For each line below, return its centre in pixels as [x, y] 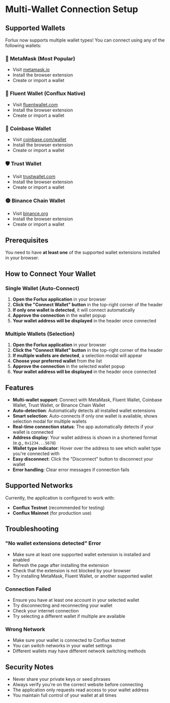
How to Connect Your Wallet [51, 274]
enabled [21, 560]
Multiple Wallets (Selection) [40, 334]
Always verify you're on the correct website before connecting [78, 685]
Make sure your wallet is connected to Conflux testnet [69, 640]
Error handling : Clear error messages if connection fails [71, 470]
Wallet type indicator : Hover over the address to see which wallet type [87, 448]
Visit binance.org [30, 214]
